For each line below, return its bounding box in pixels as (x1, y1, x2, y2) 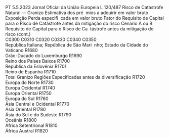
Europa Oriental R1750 (5, 90, 52, 96)
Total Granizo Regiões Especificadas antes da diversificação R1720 (5, 74, 145, 80)
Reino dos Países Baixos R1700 (5, 58, 70, 64)
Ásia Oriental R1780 (5, 106, 46, 112)
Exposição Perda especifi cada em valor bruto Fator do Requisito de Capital (5, 15, 164, 21)
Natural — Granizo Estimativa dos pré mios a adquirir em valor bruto (5, 10, 149, 16)
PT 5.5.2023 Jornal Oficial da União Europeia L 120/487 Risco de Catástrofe (5, 5, 163, 10)
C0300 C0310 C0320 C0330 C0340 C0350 (5, 36, 97, 42)
